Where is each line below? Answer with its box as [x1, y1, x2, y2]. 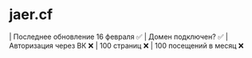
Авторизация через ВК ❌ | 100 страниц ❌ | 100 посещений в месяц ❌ [9, 41, 244, 50]
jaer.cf [9, 6, 53, 24]
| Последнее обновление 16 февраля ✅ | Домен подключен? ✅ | [9, 32, 229, 41]
